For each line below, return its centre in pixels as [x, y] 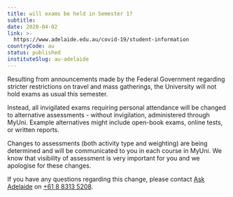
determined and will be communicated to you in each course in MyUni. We [115, 150]
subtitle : [22, 20]
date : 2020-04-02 [33, 27]
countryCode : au [31, 46]
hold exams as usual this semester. [58, 94]
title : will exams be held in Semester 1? [70, 14]
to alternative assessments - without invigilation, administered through [108, 115]
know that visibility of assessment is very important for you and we [104, 158]
